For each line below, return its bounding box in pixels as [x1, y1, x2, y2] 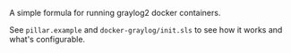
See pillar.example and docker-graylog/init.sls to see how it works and [9, 25, 283, 34]
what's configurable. [9, 34, 86, 44]
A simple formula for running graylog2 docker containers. [9, 8, 221, 18]
